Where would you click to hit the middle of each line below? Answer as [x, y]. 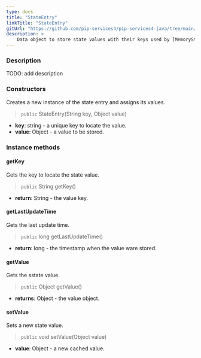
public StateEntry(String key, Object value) [74, 114]
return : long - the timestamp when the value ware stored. [86, 248]
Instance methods [33, 147]
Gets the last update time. [38, 224]
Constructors [26, 89]
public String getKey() [48, 186]
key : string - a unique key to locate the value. [71, 125]
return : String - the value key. [51, 198]
